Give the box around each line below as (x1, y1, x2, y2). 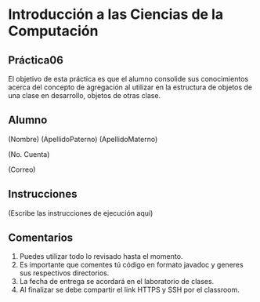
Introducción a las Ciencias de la (8, 5, 224, 24)
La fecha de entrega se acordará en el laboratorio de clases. (19, 277, 215, 286)
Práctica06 (8, 53, 64, 67)
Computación (8, 22, 99, 40)
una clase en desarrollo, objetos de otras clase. (8, 91, 161, 100)
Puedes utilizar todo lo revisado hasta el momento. (19, 252, 183, 261)
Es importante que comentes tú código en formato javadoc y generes (19, 260, 244, 270)
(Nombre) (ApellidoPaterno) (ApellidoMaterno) (8, 134, 158, 144)
